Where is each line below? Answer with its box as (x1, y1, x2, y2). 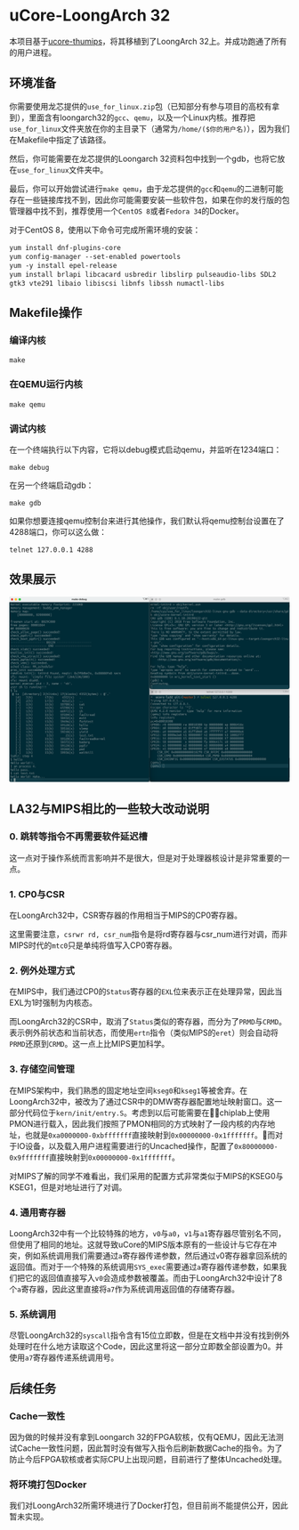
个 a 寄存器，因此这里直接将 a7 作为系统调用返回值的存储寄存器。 (9, 1283, 240, 1294)
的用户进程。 (9, 46, 56, 58)
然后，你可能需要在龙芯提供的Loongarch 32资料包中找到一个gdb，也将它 (9, 153, 278, 164)
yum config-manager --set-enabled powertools (9, 252, 181, 261)
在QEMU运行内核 (9, 378, 83, 391)
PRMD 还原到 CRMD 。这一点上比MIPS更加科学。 (9, 1039, 170, 1049)
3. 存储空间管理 (9, 1063, 76, 1075)
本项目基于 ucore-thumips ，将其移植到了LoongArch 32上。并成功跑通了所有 (9, 36, 287, 46)
